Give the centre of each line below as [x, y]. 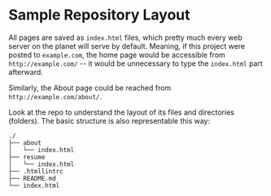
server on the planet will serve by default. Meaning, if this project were [127, 46]
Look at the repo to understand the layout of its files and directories [121, 112]
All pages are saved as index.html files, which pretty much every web [125, 37]
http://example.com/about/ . [55, 96]
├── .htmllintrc [36, 171]
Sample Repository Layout [99, 15]
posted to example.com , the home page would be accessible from [117, 54]
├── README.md [33, 178]
